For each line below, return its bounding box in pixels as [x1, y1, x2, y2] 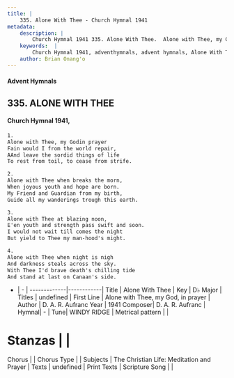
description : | [19, 29, 64, 37]
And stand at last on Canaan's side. [7, 273, 117, 281]
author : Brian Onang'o [19, 56, 86, 63]
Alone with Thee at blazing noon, [7, 215, 108, 223]
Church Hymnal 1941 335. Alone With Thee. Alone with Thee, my [32, 36, 223, 43]
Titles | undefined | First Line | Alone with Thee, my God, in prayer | [17, 293, 210, 301]
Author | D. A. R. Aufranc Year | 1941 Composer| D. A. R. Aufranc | [17, 301, 206, 309]
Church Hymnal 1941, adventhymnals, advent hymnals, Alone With [32, 49, 223, 56]
